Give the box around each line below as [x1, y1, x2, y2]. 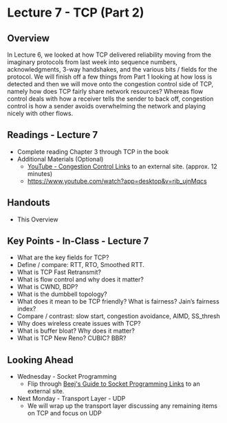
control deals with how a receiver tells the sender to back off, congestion [7, 95, 214, 103]
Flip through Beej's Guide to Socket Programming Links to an [27, 380, 201, 388]
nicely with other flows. [7, 109, 74, 117]
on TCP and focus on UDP [27, 409, 102, 417]
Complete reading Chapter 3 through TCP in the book [17, 147, 169, 156]
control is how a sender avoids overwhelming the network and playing [7, 102, 206, 110]
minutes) [27, 169, 53, 177]
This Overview [17, 215, 58, 224]
